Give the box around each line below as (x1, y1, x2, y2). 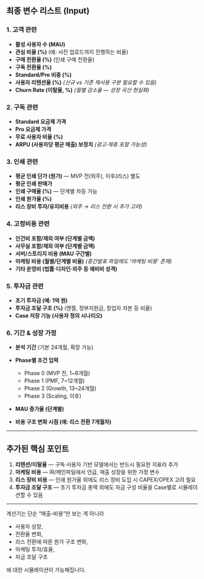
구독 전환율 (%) (15, 63, 52, 71)
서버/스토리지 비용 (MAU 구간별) (15, 250, 92, 257)
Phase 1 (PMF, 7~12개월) (24, 377, 85, 385)
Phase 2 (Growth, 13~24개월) (24, 385, 97, 392)
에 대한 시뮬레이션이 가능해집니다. (6, 566, 86, 574)
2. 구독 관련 (6, 103, 38, 111)
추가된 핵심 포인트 (6, 443, 69, 454)
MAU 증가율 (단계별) (15, 405, 64, 413)
